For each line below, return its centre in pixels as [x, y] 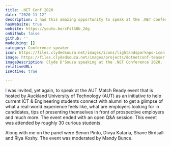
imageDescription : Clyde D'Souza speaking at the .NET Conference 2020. [84, 62]
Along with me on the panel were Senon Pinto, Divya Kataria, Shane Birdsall [84, 133]
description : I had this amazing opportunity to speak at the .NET [78, 19]
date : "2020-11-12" [26, 15]
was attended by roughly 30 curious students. [53, 123]
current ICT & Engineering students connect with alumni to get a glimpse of [84, 101]
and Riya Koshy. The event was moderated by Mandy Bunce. [69, 138]
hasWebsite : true [24, 24]
